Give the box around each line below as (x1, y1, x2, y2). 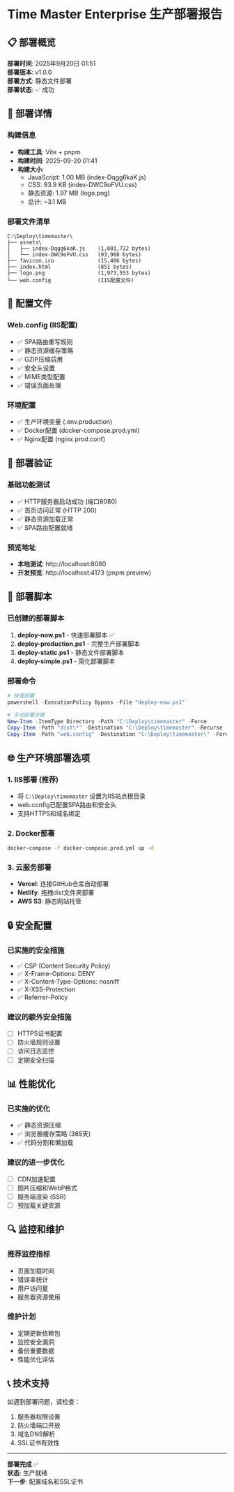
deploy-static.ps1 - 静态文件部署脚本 (17, 648, 125, 656)
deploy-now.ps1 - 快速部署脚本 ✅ (17, 630, 115, 639)
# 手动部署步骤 (7, 711, 45, 718)
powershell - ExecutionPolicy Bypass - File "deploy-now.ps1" (7, 699, 186, 706)
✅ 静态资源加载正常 (17, 515, 74, 523)
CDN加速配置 (17, 1174, 56, 1183)
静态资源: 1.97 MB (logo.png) (27, 189, 110, 197)
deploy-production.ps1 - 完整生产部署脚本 (17, 640, 141, 648)
